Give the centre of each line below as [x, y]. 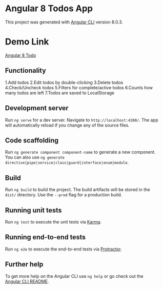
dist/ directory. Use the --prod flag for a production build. [63, 195]
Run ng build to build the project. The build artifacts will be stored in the [78, 190]
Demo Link [27, 42]
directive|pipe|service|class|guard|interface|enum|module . [67, 163]
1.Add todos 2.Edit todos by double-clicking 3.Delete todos [64, 82]
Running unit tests [33, 210]
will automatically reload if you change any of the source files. [67, 125]
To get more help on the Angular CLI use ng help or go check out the [74, 276]
